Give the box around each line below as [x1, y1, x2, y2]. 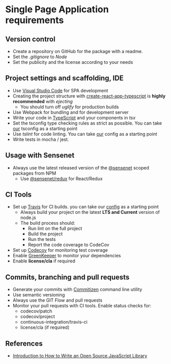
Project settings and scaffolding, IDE [5, 74, 124, 83]
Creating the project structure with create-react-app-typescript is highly [12, 93, 166, 99]
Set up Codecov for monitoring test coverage [12, 247, 108, 253]
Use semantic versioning [12, 292, 65, 298]
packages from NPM [12, 170, 56, 176]
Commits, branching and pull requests [5, 273, 130, 281]
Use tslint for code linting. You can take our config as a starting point [12, 131, 157, 137]
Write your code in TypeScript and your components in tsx [12, 114, 136, 120]
